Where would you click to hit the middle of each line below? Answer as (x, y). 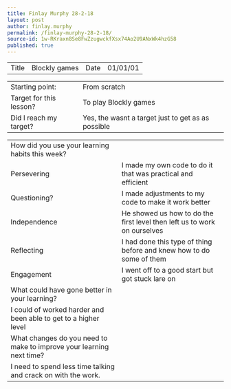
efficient (135, 182)
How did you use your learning (60, 145)
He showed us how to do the (168, 213)
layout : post (26, 20)
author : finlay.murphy (40, 26)
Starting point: (33, 87)
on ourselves (142, 230)
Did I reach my (34, 118)
